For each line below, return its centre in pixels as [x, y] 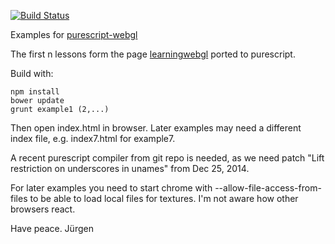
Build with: [32, 73]
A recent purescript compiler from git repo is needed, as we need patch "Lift [167, 158]
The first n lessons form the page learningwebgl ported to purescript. [153, 54]
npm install [35, 92]
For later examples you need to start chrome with [111, 188]
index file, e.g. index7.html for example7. [93, 138]
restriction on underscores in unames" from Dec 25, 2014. [130, 168]
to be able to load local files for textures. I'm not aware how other [164, 198]
